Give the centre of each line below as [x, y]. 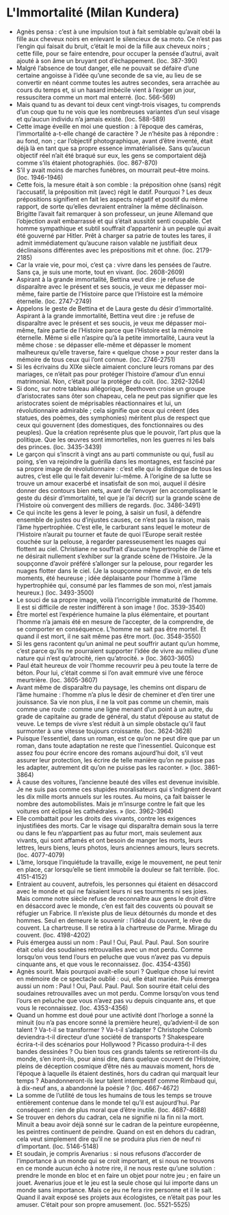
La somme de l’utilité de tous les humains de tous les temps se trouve [114, 1095]
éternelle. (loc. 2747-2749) [54, 301]
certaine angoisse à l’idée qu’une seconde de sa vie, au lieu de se [109, 75]
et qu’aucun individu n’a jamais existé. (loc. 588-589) [91, 119]
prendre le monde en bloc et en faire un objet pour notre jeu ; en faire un [118, 1175]
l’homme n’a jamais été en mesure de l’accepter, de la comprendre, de [115, 621]
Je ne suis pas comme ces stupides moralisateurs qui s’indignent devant [119, 789]
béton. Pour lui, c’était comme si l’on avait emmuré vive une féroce [110, 673]
